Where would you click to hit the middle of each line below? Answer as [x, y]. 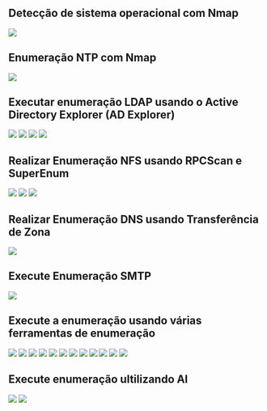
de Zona [30, 232]
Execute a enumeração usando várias [105, 321]
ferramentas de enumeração [82, 334]
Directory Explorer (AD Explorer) [92, 115]
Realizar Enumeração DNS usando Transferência [133, 219]
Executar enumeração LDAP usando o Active [123, 102]
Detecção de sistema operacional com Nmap [123, 13]
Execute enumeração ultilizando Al [98, 379]
